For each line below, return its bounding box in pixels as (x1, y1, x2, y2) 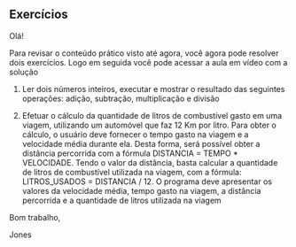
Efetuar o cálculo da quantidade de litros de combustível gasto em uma (21, 110, 283, 120)
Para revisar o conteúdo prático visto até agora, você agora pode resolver (9, 48, 279, 58)
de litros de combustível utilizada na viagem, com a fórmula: (21, 166, 242, 177)
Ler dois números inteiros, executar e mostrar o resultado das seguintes (21, 83, 285, 94)
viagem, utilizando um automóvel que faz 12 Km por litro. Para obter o (21, 120, 277, 130)
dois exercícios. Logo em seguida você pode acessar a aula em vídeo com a (9, 57, 288, 67)
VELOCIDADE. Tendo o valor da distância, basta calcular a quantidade (21, 157, 278, 167)
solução (9, 66, 38, 77)
